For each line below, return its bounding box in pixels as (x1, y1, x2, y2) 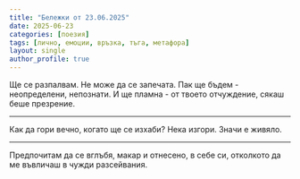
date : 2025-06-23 (9, 21, 74, 30)
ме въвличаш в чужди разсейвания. (9, 159, 148, 170)
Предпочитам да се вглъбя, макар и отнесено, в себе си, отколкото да (9, 149, 281, 160)
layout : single (9, 47, 66, 55)
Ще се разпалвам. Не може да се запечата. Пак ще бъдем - (9, 80, 239, 89)
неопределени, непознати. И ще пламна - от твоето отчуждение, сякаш (9, 89, 285, 99)
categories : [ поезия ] (9, 30, 90, 38)
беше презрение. (9, 98, 76, 108)
